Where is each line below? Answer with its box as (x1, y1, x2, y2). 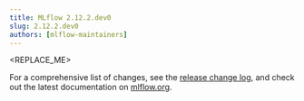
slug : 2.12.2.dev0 (9, 22, 79, 31)
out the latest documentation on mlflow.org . (9, 82, 172, 93)
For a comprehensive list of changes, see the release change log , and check (9, 72, 295, 83)
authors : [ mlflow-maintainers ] (9, 30, 128, 39)
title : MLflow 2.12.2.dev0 (9, 13, 112, 23)
